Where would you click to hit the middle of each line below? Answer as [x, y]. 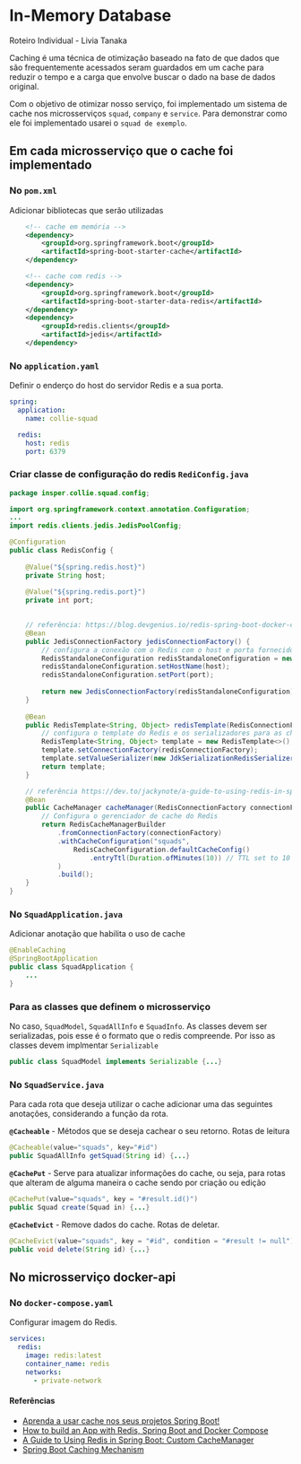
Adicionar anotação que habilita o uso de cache [97, 934]
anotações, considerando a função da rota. [89, 1114]
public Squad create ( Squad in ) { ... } [80, 1207]
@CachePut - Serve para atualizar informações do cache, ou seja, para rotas [147, 1172]
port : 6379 [46, 451]
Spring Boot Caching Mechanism [83, 1449]
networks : [44, 1372]
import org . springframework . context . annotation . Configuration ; [130, 509]
